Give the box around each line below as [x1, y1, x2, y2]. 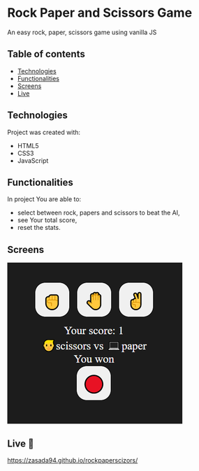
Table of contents [7, 48, 85, 60]
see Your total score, [17, 216, 78, 224]
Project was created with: [7, 128, 81, 136]
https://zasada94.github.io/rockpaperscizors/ [7, 456, 138, 464]
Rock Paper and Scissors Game [7, 5, 193, 21]
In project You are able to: [7, 195, 82, 203]
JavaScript [17, 156, 49, 165]
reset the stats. [17, 224, 61, 232]
